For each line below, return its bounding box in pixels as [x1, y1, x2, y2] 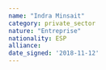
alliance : [8, 42, 42, 50]
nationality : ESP [8, 34, 67, 43]
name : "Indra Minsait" [8, 11, 85, 20]
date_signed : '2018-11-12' [8, 49, 100, 57]
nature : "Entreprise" [8, 27, 82, 35]
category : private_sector [8, 19, 95, 27]
